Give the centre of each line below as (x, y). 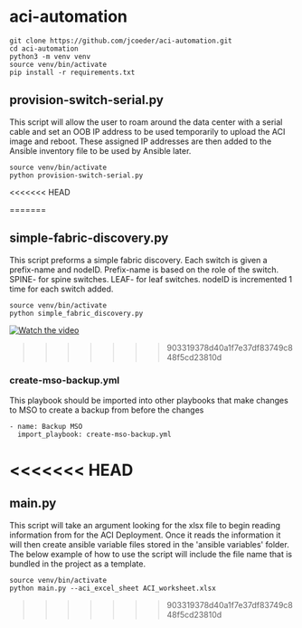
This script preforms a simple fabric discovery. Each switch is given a (139, 260)
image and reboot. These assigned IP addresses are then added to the (141, 141)
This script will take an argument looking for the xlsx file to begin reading (145, 525)
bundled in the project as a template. (78, 564)
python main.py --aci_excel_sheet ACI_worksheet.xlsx (113, 588)
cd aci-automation (44, 48)
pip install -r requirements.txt (72, 72)
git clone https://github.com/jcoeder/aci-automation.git (121, 41)
